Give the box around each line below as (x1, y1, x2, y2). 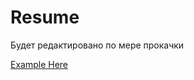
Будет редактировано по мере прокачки (10, 39, 185, 51)
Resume (10, 6, 80, 29)
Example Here (10, 58, 69, 70)
